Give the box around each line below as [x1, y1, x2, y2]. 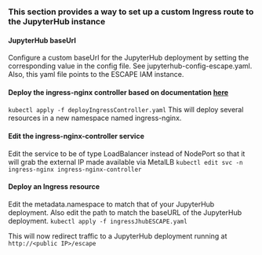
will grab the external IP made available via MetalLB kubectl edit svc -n [8, 157, 243, 166]
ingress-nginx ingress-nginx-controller [8, 166, 143, 173]
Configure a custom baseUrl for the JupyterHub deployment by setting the [8, 53, 249, 63]
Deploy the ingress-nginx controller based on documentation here [8, 87, 229, 97]
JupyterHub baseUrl [8, 35, 76, 45]
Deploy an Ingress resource [8, 182, 100, 191]
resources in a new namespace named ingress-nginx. [8, 113, 182, 123]
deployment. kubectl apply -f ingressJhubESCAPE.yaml [8, 216, 188, 225]
